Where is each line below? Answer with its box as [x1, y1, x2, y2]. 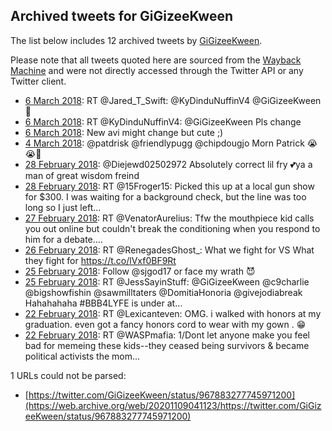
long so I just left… [24, 201, 102, 213]
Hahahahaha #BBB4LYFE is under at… [24, 297, 183, 309]
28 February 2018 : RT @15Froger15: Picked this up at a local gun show [24, 180, 315, 192]
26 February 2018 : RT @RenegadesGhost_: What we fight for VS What [24, 244, 315, 256]
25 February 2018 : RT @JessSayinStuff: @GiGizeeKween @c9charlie [24, 275, 310, 288]
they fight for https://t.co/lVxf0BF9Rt [24, 254, 177, 266]
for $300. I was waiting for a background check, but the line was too [24, 190, 307, 203]
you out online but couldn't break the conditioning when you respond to [24, 222, 321, 234]
